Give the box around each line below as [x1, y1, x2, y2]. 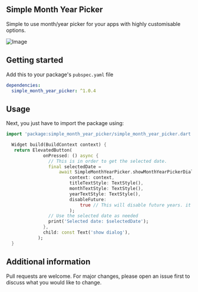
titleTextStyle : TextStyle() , [69, 180, 144, 186]
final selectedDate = [48, 163, 101, 170]
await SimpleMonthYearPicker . [58, 169, 133, 175]
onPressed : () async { [43, 153, 99, 159]
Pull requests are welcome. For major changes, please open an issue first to [6, 273, 190, 280]
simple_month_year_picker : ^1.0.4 [11, 88, 96, 94]
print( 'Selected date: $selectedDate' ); [48, 218, 149, 225]
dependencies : [6, 82, 41, 88]
